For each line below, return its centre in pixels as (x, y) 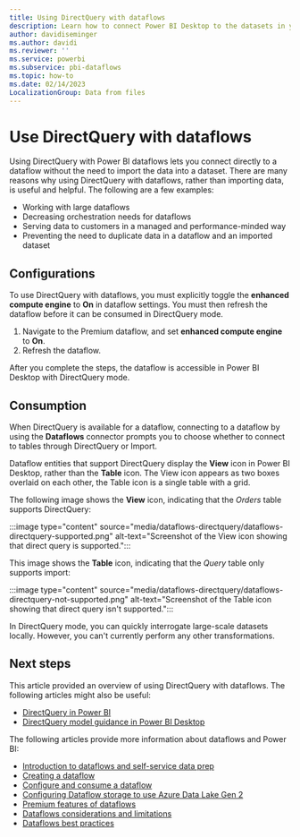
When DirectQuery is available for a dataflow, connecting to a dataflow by (145, 427)
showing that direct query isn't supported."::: (92, 609)
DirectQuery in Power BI (67, 712)
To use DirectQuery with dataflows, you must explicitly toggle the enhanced (150, 295)
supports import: (40, 573)
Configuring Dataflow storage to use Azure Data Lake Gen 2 (133, 794)
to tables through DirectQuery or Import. (83, 446)
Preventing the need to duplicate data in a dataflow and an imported (147, 236)
